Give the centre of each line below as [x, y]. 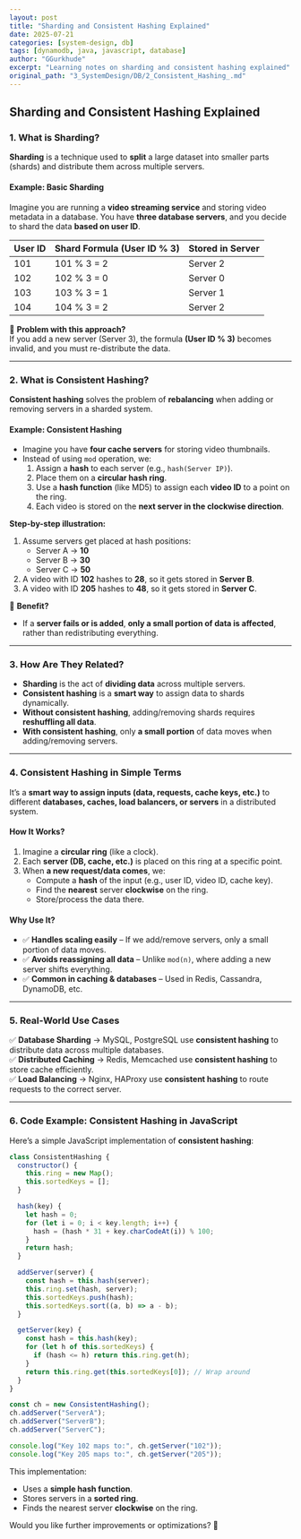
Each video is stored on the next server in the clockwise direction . [160, 506]
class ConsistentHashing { [60, 1156]
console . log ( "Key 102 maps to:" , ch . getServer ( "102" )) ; [116, 1446]
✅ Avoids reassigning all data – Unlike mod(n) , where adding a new [146, 959]
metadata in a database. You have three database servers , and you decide [148, 217]
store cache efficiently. [52, 1070]
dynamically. [46, 703]
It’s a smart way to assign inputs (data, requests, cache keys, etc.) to [140, 792]
